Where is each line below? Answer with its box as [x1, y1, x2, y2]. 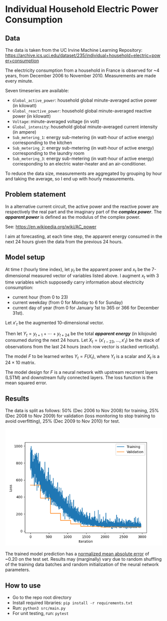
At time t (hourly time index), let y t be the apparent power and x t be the [5, 266, 151, 274]
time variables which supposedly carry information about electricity [5, 279, 144, 285]
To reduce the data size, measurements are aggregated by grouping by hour [5, 170, 162, 176]
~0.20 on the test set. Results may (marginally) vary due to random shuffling [5, 556, 162, 562]
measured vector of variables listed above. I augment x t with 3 [31, 273, 160, 280]
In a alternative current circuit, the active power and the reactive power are [5, 203, 159, 209]
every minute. [5, 78, 33, 84]
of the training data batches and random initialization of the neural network [5, 562, 159, 568]
